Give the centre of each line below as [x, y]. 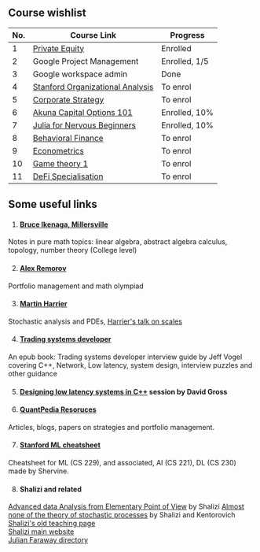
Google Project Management [86, 61]
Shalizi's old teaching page [52, 524]
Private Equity [59, 48]
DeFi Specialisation [68, 176]
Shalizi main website [41, 532]
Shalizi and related [51, 489]
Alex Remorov [43, 268]
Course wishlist [47, 13]
